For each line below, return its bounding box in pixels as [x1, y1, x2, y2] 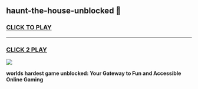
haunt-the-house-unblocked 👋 [6, 6, 121, 16]
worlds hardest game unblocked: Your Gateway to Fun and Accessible [6, 70, 181, 77]
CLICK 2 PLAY [6, 45, 47, 53]
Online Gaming [6, 76, 44, 83]
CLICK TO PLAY [6, 23, 52, 32]
